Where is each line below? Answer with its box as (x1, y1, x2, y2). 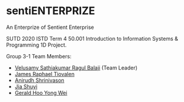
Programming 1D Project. (6, 41, 67, 48)
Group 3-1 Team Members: (6, 52, 72, 60)
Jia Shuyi (14, 83, 37, 90)
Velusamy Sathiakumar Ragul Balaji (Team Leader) (14, 64, 138, 71)
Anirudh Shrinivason (14, 77, 64, 84)
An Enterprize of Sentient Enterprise (6, 24, 95, 31)
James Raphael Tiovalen (14, 70, 75, 77)
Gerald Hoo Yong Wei (14, 89, 67, 96)
